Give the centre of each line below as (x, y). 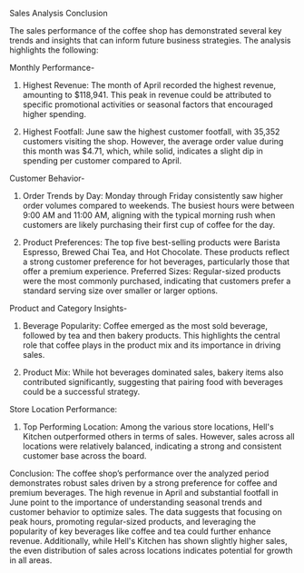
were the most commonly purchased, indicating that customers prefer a (157, 281)
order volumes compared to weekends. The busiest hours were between (158, 205)
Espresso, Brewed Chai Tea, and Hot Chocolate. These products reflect (156, 252)
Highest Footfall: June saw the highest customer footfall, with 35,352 (151, 132)
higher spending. (54, 114)
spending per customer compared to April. (102, 161)
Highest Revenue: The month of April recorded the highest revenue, (149, 85)
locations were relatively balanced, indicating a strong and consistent (152, 446)
